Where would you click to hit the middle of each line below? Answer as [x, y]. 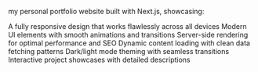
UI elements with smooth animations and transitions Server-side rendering [128, 35]
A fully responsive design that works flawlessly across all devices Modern [127, 26]
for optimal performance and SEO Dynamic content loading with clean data [129, 43]
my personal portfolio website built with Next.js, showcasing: [106, 11]
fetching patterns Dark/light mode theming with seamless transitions [119, 51]
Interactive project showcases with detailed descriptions [99, 59]
